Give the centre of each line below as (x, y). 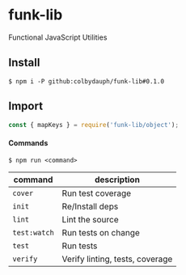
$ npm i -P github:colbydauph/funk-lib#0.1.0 (86, 81)
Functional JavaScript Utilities (58, 37)
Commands (28, 143)
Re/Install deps (90, 206)
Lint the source (90, 219)
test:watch (33, 233)
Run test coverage (97, 193)
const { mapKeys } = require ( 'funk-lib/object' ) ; (94, 125)
